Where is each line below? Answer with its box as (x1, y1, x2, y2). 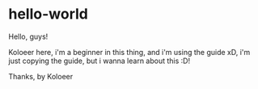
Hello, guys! (8, 32, 49, 41)
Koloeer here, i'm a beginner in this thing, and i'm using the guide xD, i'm (8, 47, 251, 57)
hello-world (8, 5, 89, 23)
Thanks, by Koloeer (8, 71, 74, 81)
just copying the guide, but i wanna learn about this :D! (8, 56, 191, 66)
